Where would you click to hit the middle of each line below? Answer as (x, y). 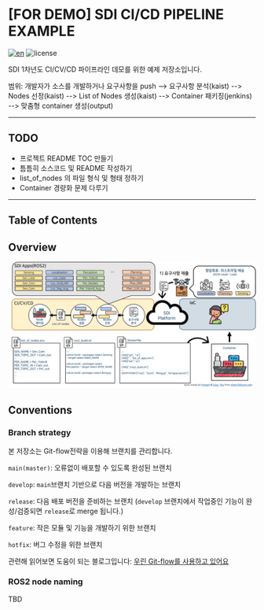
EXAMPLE (42, 31)
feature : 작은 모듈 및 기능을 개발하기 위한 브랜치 (82, 527)
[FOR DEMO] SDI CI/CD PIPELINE (116, 15)
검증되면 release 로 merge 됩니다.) (70, 511)
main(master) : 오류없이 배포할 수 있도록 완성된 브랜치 (90, 468)
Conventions (40, 410)
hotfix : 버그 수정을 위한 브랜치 (55, 544)
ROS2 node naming (46, 582)
